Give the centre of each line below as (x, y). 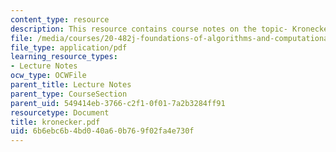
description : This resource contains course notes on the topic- (149, 29)
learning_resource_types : (64, 57)
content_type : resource (60, 19)
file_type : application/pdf (69, 47)
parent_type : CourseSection (69, 94)
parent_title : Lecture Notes (71, 85)
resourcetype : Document (60, 112)
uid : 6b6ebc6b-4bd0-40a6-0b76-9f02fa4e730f (102, 131)
